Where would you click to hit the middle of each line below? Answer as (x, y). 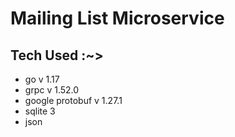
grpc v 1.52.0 (52, 90)
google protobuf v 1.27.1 (73, 100)
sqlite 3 (40, 111)
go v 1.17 (42, 79)
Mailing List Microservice (117, 18)
